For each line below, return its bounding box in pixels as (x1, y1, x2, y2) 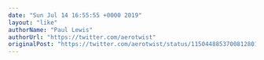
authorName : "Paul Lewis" (8, 26, 93, 34)
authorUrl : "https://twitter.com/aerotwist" (8, 33, 156, 41)
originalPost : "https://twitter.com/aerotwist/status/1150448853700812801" (8, 41, 262, 48)
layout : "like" (8, 19, 58, 26)
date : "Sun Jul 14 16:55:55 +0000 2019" (8, 11, 143, 19)
